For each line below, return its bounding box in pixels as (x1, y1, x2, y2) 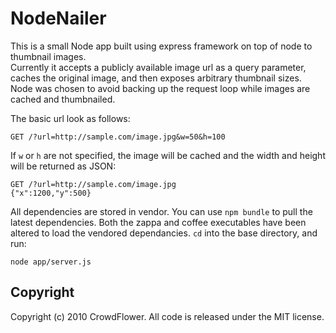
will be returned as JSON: (10, 160, 117, 172)
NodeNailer (10, 7, 107, 30)
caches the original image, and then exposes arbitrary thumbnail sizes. (10, 72, 302, 84)
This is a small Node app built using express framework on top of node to (10, 40, 313, 52)
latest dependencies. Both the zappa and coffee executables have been (10, 216, 307, 228)
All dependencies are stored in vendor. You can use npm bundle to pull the (10, 205, 313, 217)
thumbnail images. (10, 50, 87, 62)
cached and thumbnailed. (10, 93, 116, 105)
